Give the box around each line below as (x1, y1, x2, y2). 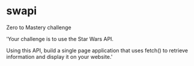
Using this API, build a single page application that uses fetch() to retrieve (6, 46, 188, 54)
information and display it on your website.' (6, 53, 113, 60)
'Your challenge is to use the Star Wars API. (6, 35, 114, 42)
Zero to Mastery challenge (6, 24, 72, 31)
